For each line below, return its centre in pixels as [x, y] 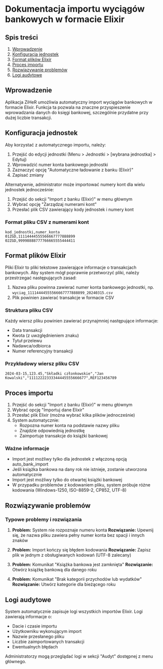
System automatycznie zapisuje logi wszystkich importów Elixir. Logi [74, 611]
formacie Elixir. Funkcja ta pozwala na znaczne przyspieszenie [68, 107]
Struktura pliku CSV [29, 310]
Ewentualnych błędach [35, 647]
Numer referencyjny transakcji [42, 351]
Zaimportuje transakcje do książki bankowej [63, 436]
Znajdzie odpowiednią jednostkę [52, 431]
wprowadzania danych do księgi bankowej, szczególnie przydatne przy [77, 112]
